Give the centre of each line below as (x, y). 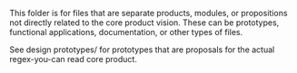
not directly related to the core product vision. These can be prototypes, (144, 23)
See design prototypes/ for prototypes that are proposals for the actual (142, 50)
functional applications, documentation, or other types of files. (126, 32)
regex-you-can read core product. (74, 59)
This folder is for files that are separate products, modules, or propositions (148, 13)
